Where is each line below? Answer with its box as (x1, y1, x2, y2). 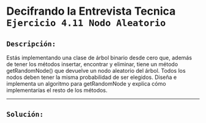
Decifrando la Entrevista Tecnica (6, 4, 176, 18)
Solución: (6, 110, 44, 119)
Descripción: (6, 39, 56, 48)
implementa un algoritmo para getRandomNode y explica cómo (6, 80, 167, 87)
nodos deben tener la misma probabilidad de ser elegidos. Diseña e (6, 73, 177, 81)
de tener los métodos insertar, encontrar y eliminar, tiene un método (6, 61, 178, 68)
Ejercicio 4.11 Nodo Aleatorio (6, 17, 166, 29)
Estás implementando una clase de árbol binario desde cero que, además (6, 54, 192, 61)
